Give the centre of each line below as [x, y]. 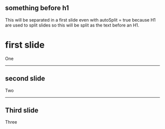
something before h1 [37, 8]
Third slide [22, 110]
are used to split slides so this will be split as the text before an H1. [72, 25]
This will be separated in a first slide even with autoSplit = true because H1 [80, 20]
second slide [25, 79]
